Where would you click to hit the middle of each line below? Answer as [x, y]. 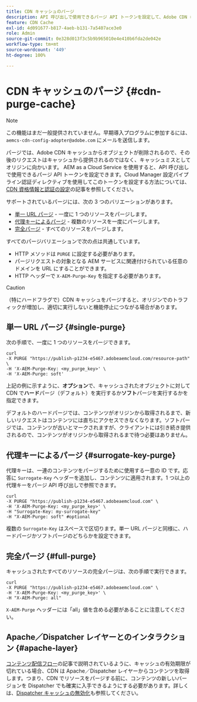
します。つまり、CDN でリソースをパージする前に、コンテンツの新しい [91, 678]
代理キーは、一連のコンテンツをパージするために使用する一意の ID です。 [95, 471]
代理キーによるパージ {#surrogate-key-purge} [91, 455]
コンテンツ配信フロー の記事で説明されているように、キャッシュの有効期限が [98, 663]
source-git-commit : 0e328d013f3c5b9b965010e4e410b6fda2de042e [84, 39]
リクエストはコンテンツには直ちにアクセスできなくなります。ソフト [98, 420]
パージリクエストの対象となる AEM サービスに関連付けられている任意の [101, 261]
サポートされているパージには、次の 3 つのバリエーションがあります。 [91, 201]
